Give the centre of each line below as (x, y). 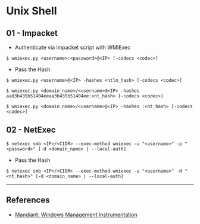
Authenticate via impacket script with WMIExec (73, 47)
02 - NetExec (31, 130)
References (28, 200)
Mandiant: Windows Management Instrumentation (76, 214)
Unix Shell (32, 11)
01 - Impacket (32, 33)
